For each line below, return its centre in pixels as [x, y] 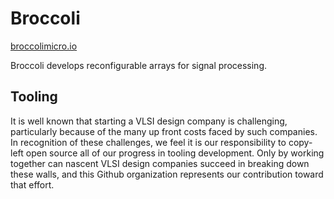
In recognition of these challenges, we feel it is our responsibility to [148, 142]
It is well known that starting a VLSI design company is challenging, [149, 121]
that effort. [32, 184]
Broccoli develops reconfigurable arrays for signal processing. [138, 65]
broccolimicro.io [44, 46]
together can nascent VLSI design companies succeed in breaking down [160, 163]
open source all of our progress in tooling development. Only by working [175, 153]
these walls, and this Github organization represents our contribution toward [167, 174]
